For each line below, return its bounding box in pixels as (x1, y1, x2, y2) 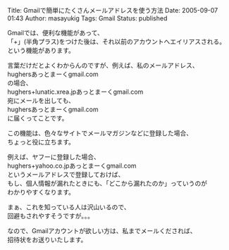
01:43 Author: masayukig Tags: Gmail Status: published (7, 14, 168, 23)
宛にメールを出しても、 (7, 96, 75, 104)
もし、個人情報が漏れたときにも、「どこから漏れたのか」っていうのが (7, 179, 208, 187)
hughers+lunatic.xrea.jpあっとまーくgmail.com (7, 87, 144, 96)
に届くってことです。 (7, 114, 68, 122)
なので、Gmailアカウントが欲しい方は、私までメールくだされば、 (7, 227, 197, 235)
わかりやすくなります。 (7, 188, 75, 196)
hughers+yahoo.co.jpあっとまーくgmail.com (7, 161, 137, 170)
